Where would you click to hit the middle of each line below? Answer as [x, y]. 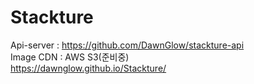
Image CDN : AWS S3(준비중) [70, 57]
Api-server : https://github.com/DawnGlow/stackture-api [127, 45]
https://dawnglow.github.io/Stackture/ [88, 68]
